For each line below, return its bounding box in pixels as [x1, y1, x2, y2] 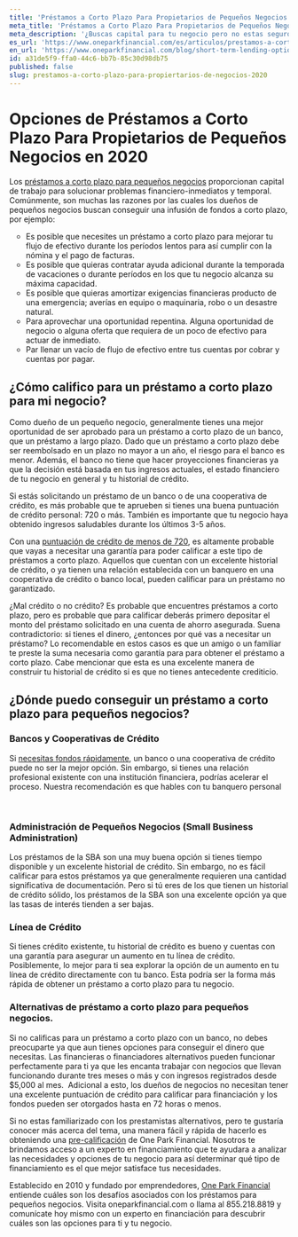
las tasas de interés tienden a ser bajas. [9, 899, 154, 910]
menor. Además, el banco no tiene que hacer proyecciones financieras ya [9, 454, 279, 466]
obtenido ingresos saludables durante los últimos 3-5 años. [9, 519, 226, 530]
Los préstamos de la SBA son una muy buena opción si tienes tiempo [9, 852, 263, 863]
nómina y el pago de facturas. [26, 249, 136, 260]
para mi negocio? [9, 393, 107, 408]
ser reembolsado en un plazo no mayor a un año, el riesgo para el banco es [9, 445, 286, 456]
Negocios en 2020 [9, 146, 149, 167]
